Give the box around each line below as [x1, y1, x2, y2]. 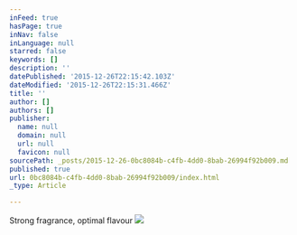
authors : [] [9, 106, 54, 115]
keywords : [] [9, 55, 59, 64]
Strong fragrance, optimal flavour [9, 215, 134, 226]
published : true [9, 164, 70, 174]
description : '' [9, 64, 70, 73]
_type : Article [9, 182, 67, 191]
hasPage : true [9, 22, 63, 31]
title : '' [9, 89, 47, 98]
